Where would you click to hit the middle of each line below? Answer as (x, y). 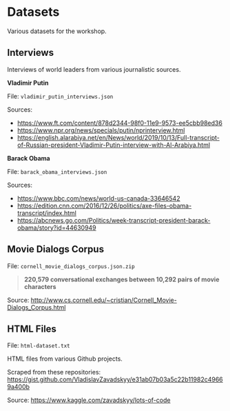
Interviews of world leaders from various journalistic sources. (94, 69)
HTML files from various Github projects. (65, 359)
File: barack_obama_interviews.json (57, 171)
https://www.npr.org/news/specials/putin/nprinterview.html (101, 130)
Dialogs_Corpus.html (36, 307)
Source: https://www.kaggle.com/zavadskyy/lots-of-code (89, 400)
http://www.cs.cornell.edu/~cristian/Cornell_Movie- (104, 300)
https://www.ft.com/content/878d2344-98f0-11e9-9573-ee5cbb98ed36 (119, 123)
